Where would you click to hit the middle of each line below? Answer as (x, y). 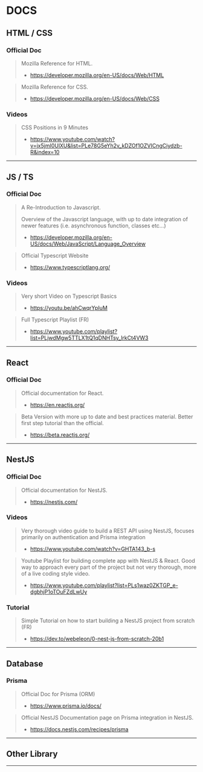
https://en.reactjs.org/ (57, 404)
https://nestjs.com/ (54, 502)
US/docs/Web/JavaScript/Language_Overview (88, 244)
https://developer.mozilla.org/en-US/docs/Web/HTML (97, 75)
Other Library (32, 754)
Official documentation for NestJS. (64, 490)
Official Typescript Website (55, 255)
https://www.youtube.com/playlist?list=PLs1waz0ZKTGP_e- (104, 585)
